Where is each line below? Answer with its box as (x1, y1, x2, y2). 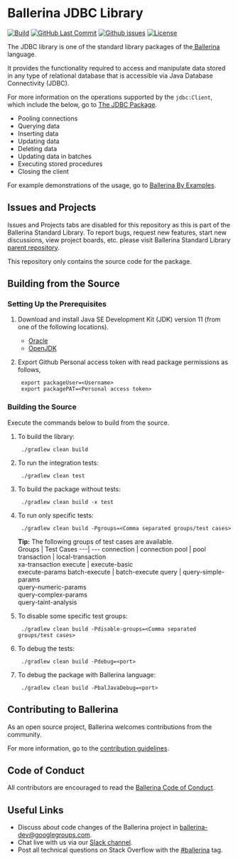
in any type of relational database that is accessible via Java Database (7, 71, 213, 80)
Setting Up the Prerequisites (7, 299, 107, 309)
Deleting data (17, 144, 58, 153)
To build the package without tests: (17, 485, 121, 493)
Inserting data (17, 129, 59, 138)
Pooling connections (17, 114, 78, 123)
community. (7, 730, 42, 738)
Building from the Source (7, 278, 120, 290)
